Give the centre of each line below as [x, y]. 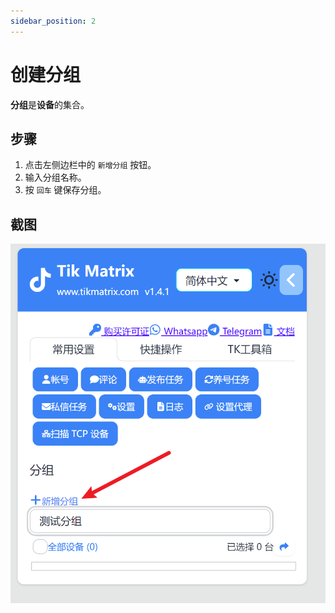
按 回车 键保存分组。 [65, 190]
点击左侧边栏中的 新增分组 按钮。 [90, 165]
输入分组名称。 [55, 177]
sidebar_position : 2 [53, 21]
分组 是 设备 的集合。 [50, 104]
